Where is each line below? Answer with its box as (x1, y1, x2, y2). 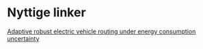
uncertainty (7, 34, 40, 42)
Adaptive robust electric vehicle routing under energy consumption (7, 27, 196, 35)
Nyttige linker (7, 5, 87, 20)
